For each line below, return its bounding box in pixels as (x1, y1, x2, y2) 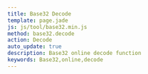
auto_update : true (7, 43, 62, 50)
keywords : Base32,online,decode (7, 56, 103, 63)
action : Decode (7, 37, 53, 44)
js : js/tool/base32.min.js (7, 23, 88, 30)
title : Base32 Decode (7, 10, 72, 18)
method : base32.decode (7, 30, 75, 37)
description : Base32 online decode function (7, 50, 142, 57)
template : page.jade (7, 17, 69, 24)
